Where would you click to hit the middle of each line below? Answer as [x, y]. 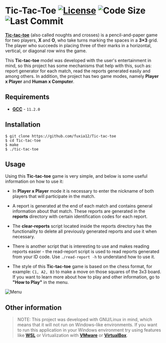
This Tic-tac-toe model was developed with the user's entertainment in [78, 60]
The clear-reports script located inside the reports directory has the [82, 226]
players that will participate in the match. [54, 197]
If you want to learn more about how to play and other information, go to [86, 277]
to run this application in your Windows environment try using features [89, 330]
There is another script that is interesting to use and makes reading [81, 246]
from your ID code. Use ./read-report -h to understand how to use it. [83, 257]
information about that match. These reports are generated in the [79, 211]
